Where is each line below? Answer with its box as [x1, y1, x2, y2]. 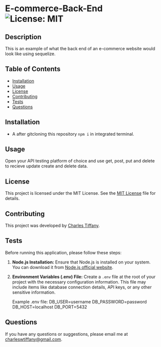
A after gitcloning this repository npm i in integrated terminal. [12, 131, 134, 137]
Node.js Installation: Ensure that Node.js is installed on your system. [12, 259, 151, 265]
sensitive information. [12, 289, 56, 295]
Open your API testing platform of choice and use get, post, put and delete [5, 158, 155, 164]
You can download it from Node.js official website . [12, 264, 114, 270]
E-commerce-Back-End [5, 3, 103, 14]
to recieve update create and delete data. [5, 163, 88, 169]
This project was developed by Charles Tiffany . [5, 223, 100, 228]
